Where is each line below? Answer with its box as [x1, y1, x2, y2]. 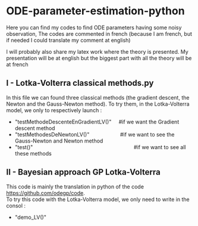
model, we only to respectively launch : [6, 106, 102, 114]
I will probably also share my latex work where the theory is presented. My [6, 48, 188, 55]
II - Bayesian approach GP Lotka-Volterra [6, 167, 161, 177]
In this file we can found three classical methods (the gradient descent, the [6, 94, 190, 101]
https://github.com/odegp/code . [6, 189, 85, 196]
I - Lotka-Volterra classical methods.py [6, 78, 154, 88]
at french [6, 61, 29, 68]
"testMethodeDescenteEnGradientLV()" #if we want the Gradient [14, 118, 180, 125]
